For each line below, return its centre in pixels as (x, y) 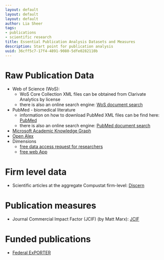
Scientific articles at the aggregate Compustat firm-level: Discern (78, 186)
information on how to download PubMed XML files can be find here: (90, 115)
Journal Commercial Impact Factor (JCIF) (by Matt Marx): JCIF (76, 219)
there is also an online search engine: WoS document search (81, 105)
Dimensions (24, 142)
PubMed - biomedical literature (44, 110)
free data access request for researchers (61, 147)
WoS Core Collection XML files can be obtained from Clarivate (83, 94)
